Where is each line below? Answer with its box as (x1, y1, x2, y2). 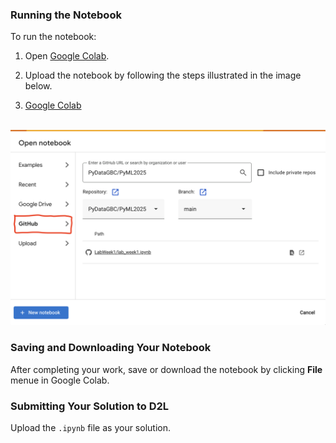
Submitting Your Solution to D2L (10, 399, 170, 413)
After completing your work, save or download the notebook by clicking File (10, 363, 323, 375)
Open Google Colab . (24, 50, 110, 62)
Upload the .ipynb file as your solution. (10, 421, 171, 433)
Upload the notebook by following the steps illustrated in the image (24, 69, 302, 82)
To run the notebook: (10, 31, 97, 43)
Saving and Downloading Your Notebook (10, 341, 212, 355)
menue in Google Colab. (10, 374, 110, 386)
